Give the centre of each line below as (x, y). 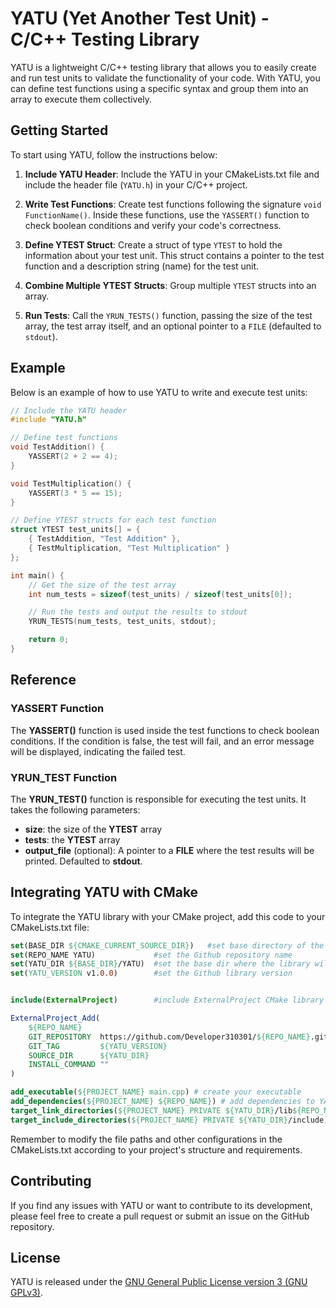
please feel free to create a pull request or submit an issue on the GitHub (160, 1216)
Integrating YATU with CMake (104, 892)
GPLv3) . (27, 1293)
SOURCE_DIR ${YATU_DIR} (89, 1055)
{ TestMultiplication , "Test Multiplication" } (129, 548)
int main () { (37, 575)
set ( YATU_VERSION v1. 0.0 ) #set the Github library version (151, 973)
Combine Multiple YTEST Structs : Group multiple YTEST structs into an (170, 285)
